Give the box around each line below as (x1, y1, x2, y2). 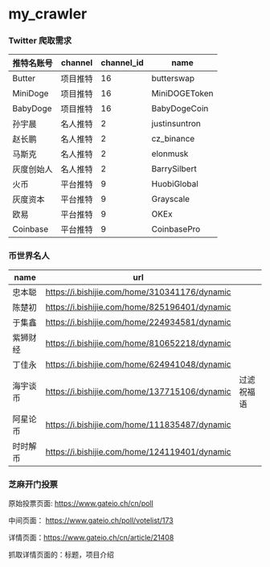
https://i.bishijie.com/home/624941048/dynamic (45, 359, 231, 370)
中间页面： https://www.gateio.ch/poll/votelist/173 (8, 516, 174, 525)
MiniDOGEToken (151, 88, 214, 99)
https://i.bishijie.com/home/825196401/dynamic (45, 301, 231, 312)
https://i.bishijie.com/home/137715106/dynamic (45, 385, 231, 396)
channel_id (100, 57, 145, 68)
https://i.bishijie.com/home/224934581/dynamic (45, 316, 231, 327)
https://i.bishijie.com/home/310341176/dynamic (45, 286, 231, 298)
